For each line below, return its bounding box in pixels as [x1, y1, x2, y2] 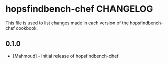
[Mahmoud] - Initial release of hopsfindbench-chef [12, 53, 119, 59]
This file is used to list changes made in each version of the [5, 20, 129, 26]
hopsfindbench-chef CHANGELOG [5, 3, 153, 15]
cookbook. [16, 25, 38, 31]
